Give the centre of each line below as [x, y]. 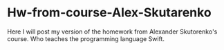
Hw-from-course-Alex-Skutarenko [110, 13]
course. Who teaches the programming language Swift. [86, 38]
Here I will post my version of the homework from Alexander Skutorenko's [112, 32]
